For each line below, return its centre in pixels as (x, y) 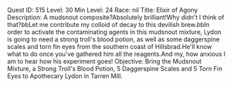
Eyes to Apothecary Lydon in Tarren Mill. (65, 76)
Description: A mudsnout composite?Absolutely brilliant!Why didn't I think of (116, 17)
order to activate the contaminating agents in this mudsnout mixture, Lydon (114, 32)
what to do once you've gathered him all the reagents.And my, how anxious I (116, 54)
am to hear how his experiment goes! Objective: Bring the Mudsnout (105, 61)
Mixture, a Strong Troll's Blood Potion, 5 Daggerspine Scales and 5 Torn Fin (115, 69)
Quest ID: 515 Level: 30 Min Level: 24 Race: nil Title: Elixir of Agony (102, 10)
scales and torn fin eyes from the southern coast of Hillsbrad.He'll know (110, 47)
